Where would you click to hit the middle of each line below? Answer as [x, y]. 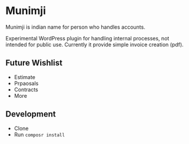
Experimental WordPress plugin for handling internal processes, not [87, 38]
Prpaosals [26, 83]
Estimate [25, 77]
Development [31, 114]
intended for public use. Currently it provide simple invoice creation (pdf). [94, 44]
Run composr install [39, 134]
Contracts [26, 90]
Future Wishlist [34, 63]
